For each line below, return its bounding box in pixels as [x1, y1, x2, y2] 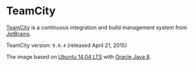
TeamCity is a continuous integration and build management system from [6, 24, 188, 31]
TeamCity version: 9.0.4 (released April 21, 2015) [6, 42, 127, 49]
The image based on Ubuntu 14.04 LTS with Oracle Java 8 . [6, 53, 152, 60]
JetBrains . [6, 30, 32, 37]
